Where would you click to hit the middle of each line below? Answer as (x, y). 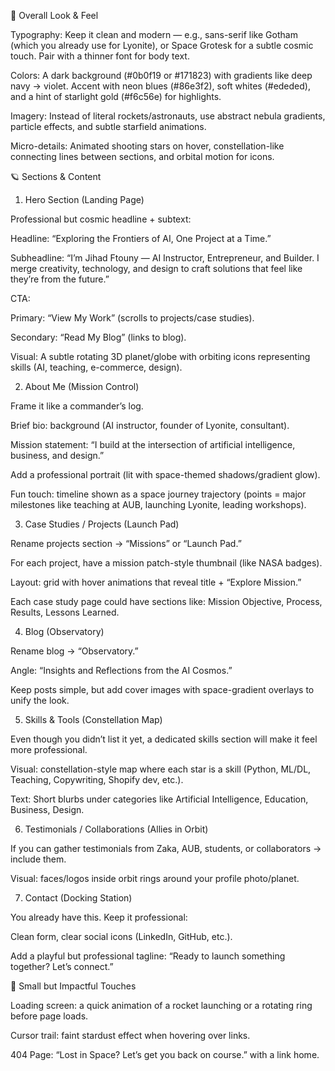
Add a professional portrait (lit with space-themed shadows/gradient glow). (165, 474)
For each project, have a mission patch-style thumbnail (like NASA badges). (166, 563)
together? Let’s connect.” (62, 966)
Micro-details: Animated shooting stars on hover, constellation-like (147, 146)
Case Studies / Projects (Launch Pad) (102, 524)
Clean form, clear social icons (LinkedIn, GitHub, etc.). (121, 936)
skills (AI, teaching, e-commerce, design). (96, 367)
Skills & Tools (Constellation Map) (93, 719)
